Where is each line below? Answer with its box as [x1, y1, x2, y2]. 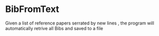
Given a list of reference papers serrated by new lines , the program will [5, 20, 154, 26]
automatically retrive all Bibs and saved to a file [5, 25, 103, 31]
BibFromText [5, 3, 60, 15]
